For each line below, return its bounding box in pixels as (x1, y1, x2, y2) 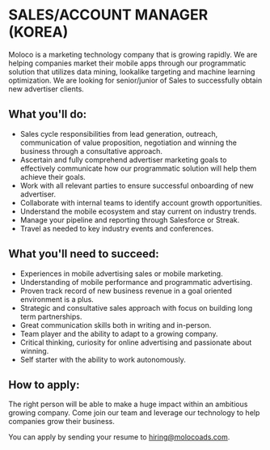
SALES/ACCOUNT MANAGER (8, 6, 209, 24)
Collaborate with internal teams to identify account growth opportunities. (19, 197, 263, 207)
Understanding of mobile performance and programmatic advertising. (19, 277, 253, 287)
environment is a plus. (19, 294, 95, 304)
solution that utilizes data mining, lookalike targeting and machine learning (8, 66, 255, 76)
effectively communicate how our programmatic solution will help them (19, 163, 257, 173)
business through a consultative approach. (19, 146, 163, 155)
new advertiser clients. (8, 83, 85, 94)
